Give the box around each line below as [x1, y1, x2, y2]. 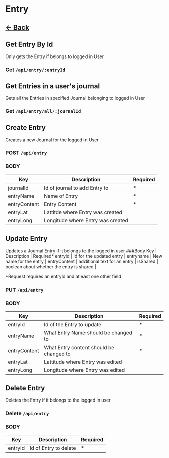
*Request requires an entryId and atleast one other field [5, 273, 122, 279]
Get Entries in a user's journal [5, 82, 100, 90]
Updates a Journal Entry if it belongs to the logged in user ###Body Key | [5, 248, 157, 254]
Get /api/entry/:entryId [5, 66, 65, 73]
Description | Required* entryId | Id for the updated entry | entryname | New [5, 253, 162, 259]
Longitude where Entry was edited [44, 367, 125, 374]
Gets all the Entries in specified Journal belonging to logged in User [5, 95, 145, 101]
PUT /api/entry [5, 286, 44, 293]
